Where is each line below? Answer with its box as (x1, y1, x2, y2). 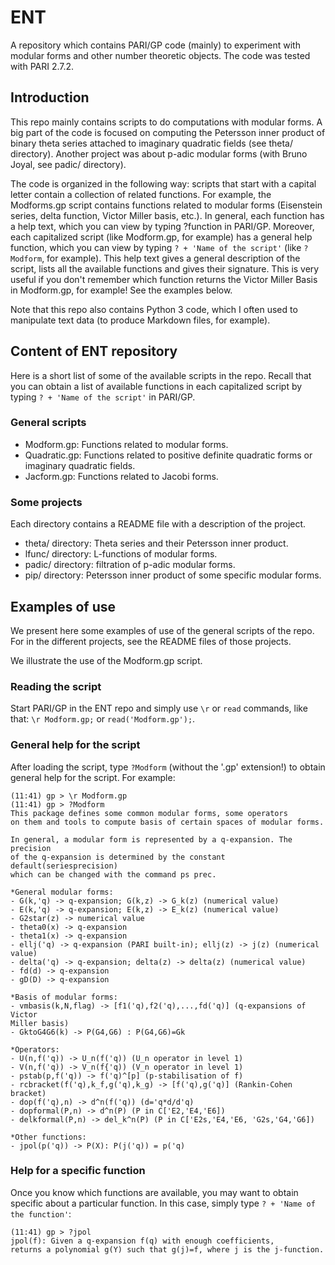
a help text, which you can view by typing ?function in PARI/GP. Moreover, (10, 220, 315, 232)
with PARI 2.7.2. (10, 60, 75, 72)
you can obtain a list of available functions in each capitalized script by (10, 380, 303, 392)
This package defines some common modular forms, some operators (10, 808, 288, 818)
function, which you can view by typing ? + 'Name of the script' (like (10, 241, 302, 253)
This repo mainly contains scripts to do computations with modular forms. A (10, 116, 323, 128)
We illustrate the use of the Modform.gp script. (10, 654, 203, 666)
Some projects (10, 495, 83, 509)
